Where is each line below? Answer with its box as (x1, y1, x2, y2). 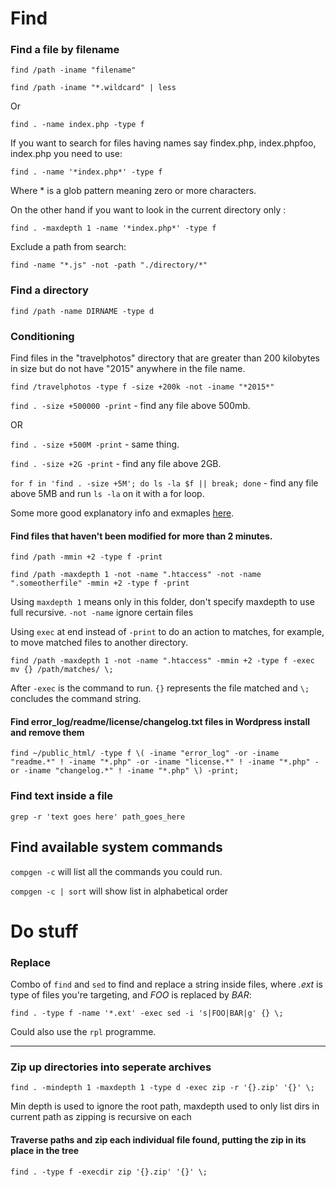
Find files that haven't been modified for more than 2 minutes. (10, 530, 273, 542)
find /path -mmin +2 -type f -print (10, 552, 163, 562)
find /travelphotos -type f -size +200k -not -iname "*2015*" (10, 382, 275, 392)
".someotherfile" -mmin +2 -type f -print (10, 578, 190, 589)
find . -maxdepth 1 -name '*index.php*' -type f (10, 223, 217, 234)
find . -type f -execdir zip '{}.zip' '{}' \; (10, 1167, 208, 1177)
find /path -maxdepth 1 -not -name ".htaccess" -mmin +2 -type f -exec (10, 656, 315, 666)
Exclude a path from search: (10, 241, 127, 253)
